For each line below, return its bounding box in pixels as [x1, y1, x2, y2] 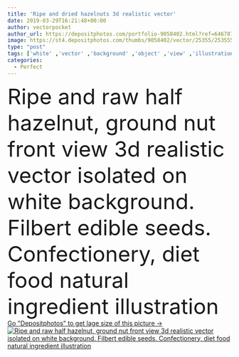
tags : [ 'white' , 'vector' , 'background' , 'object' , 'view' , [7, 50, 193, 58]
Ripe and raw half [7, 82, 184, 110]
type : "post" [7, 43, 46, 50]
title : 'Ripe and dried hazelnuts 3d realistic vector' [7, 10, 176, 18]
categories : [7, 57, 43, 64]
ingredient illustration [7, 292, 219, 320]
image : [7, 37, 27, 44]
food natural [7, 266, 129, 294]
